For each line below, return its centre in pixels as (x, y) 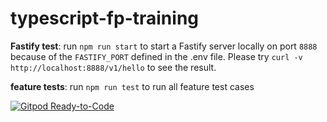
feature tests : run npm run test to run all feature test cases (132, 86)
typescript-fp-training (105, 18)
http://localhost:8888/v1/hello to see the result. (113, 67)
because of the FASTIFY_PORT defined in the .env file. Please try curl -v (156, 56)
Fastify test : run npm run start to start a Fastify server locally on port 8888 (164, 46)
